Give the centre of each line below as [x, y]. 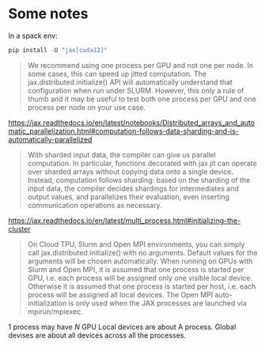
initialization [47, 303]
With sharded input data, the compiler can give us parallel [121, 154]
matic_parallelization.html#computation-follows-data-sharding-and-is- [124, 130]
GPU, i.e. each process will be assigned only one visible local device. [140, 278]
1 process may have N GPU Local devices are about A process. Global [122, 327]
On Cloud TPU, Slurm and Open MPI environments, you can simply [136, 244]
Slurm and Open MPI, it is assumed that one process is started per [136, 269]
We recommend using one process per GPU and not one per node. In [140, 65]
